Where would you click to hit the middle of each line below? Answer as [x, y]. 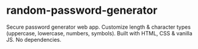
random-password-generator [82, 10]
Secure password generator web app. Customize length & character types [99, 27]
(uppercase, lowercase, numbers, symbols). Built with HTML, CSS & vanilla [99, 33]
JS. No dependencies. [34, 39]
